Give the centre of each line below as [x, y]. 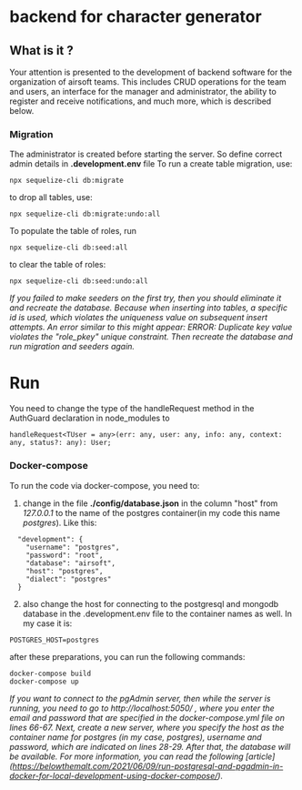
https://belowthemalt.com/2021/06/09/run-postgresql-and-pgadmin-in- [148, 765]
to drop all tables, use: [51, 197]
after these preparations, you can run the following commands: [127, 656]
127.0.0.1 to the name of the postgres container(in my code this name [151, 512]
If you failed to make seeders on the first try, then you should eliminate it [146, 299]
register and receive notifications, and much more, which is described [141, 101]
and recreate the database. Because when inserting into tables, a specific [149, 308]
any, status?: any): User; [60, 443]
